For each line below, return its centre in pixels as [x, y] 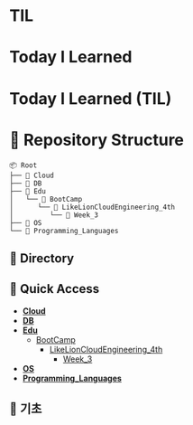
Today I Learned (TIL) [91, 98]
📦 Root [23, 165]
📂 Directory [42, 258]
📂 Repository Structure [97, 140]
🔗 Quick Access [55, 289]
